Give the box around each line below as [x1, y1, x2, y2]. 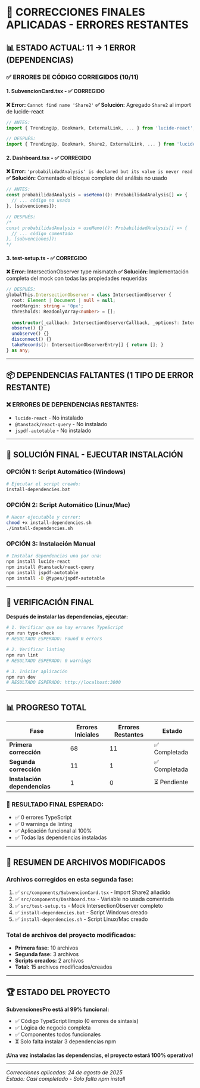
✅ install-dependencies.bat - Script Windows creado [14, 909, 148, 916]
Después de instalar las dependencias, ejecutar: [6, 613, 129, 620]
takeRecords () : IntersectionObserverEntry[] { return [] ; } [11, 342, 164, 348]
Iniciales [74, 731, 99, 739]
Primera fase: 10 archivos [14, 944, 79, 951]
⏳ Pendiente [154, 778, 189, 786]
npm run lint [6, 652, 39, 658]
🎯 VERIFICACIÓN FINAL [6, 597, 94, 608]
